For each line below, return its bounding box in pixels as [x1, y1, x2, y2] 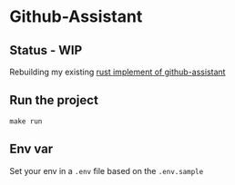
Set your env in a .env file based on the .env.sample [9, 165, 204, 176]
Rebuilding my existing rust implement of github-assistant [9, 66, 226, 77]
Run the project [9, 92, 98, 108]
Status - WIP [9, 43, 83, 58]
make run [9, 116, 43, 126]
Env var [9, 141, 54, 157]
